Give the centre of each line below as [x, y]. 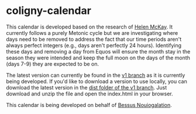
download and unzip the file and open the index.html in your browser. [90, 94]
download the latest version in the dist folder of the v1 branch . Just [87, 87]
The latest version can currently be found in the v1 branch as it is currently [96, 75]
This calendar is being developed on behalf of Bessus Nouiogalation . [89, 105]
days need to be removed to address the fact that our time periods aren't [94, 39]
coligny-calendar [49, 11]
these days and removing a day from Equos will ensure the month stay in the [98, 51]
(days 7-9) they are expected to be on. [53, 64]
